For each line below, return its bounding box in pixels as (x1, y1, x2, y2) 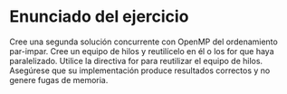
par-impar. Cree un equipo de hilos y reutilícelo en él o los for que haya (9, 45, 274, 56)
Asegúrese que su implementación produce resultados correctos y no (9, 65, 271, 76)
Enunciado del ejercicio (9, 6, 189, 27)
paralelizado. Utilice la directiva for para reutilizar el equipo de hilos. (9, 55, 263, 66)
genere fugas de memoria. (9, 74, 109, 85)
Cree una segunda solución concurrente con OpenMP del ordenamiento (9, 36, 278, 47)
